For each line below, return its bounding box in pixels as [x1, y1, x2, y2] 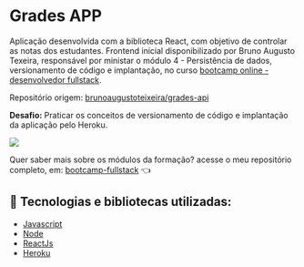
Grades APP [9, 5, 103, 26]
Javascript [22, 218, 63, 229]
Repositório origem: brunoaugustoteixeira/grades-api [9, 92, 209, 103]
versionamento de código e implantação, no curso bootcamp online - [9, 65, 269, 76]
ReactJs [22, 238, 54, 249]
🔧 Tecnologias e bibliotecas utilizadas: [9, 194, 232, 210]
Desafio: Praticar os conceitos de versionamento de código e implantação [9, 109, 289, 120]
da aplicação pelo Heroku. [9, 119, 108, 130]
